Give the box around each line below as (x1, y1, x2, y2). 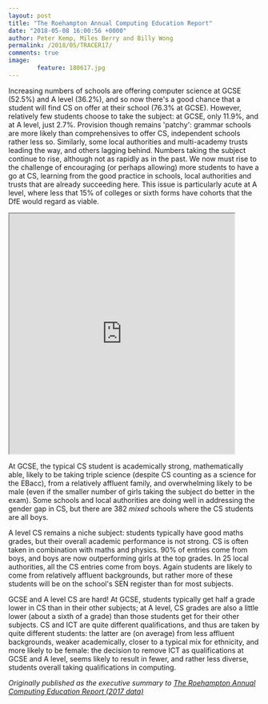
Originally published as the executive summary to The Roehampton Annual (8, 678, 256, 687)
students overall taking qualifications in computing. (8, 662, 177, 672)
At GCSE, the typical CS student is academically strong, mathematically (8, 461, 244, 471)
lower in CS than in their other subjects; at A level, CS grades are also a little (8, 602, 258, 613)
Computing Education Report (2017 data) (8, 686, 144, 696)
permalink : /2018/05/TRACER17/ (8, 42, 113, 50)
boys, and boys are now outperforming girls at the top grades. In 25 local (8, 553, 250, 563)
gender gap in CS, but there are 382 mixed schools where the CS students (8, 504, 254, 513)
